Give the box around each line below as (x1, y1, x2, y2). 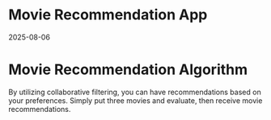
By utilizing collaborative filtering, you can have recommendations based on (8, 87, 261, 97)
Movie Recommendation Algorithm (8, 60, 248, 79)
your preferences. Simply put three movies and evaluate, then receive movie (8, 95, 263, 106)
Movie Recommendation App (8, 6, 208, 24)
